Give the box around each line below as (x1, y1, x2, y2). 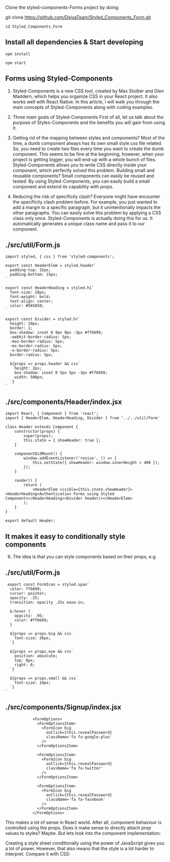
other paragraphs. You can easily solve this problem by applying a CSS (12, 209, 161, 216)
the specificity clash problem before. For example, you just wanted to (12, 199, 158, 205)
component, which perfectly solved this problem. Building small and (12, 167, 155, 173)
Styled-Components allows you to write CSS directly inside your (12, 162, 147, 168)
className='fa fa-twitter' (46, 766, 103, 771)
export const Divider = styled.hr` (5, 316, 81, 322)
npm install (5, 51, 30, 57)
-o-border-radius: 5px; (10, 348, 60, 353)
